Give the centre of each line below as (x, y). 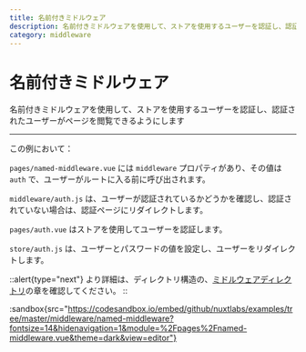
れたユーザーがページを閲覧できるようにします (97, 121)
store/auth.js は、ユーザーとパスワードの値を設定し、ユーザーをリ (137, 249)
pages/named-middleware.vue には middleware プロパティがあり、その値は (146, 168)
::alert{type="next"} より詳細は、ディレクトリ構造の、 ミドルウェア (135, 279)
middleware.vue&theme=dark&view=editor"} (93, 338)
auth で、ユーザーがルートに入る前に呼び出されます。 (110, 179)
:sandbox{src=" (39, 309)
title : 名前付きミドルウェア (58, 18)
